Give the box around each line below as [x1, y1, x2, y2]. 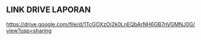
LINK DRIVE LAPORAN [6, 5, 91, 15]
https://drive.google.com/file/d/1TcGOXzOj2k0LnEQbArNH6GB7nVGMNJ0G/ [6, 20, 196, 27]
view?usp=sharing [6, 27, 52, 34]
